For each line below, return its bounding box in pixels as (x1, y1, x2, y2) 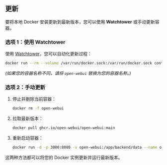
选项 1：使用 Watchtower (5, 39, 66, 46)
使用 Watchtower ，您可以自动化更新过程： (5, 51, 92, 57)
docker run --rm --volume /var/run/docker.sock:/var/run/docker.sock (5, 61, 153, 66)
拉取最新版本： (12, 115, 43, 121)
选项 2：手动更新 (5, 84, 46, 91)
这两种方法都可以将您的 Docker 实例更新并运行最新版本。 (5, 154, 123, 160)
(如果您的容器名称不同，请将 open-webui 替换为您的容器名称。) (5, 70, 131, 76)
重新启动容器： (12, 135, 43, 141)
